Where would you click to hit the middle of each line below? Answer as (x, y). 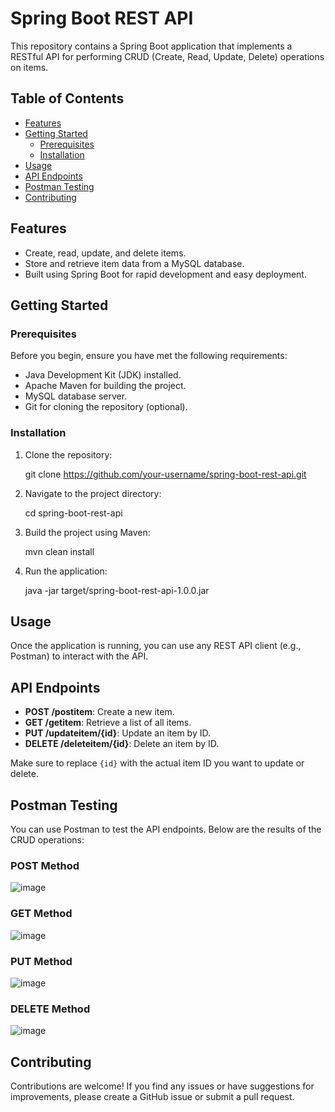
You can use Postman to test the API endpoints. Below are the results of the (166, 829)
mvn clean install (59, 551)
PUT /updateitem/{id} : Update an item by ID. (117, 733)
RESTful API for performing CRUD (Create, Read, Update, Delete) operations (167, 56)
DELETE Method (50, 1009)
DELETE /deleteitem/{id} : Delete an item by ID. (122, 744)
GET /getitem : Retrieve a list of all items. (108, 723)
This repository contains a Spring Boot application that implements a (151, 46)
